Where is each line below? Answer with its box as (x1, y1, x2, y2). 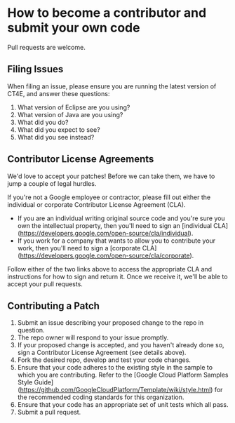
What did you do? (17, 118, 69, 126)
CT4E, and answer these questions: (7, 89, 110, 98)
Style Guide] (17, 378, 54, 387)
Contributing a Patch (7, 300, 100, 311)
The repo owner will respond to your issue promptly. (17, 333, 169, 342)
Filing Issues (7, 63, 64, 75)
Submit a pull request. (17, 408, 81, 417)
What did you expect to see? (17, 125, 100, 134)
